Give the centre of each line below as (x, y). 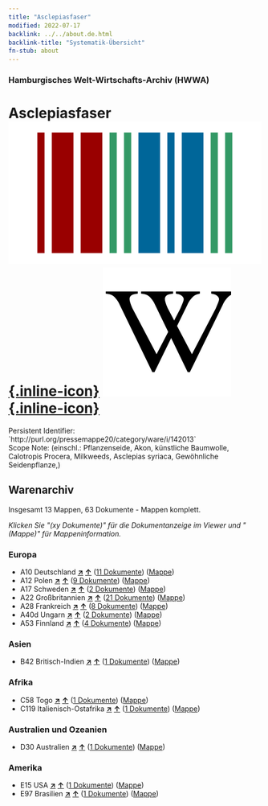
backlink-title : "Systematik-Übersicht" (77, 43)
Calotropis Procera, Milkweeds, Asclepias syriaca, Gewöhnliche (114, 456)
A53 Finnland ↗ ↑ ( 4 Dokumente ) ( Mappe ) (91, 623)
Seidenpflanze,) (35, 465)
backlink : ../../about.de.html (61, 34)
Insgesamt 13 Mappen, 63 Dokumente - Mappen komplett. (105, 509)
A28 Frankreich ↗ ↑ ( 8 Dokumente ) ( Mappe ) (94, 607)
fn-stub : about (34, 51)
